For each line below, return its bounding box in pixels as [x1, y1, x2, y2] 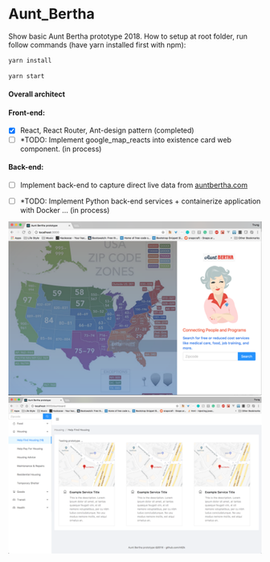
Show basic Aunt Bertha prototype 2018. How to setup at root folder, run [8, 31, 247, 41]
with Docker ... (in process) [19, 205, 110, 215]
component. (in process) [19, 144, 102, 154]
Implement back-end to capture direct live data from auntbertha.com [19, 180, 247, 190]
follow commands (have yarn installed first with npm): [8, 39, 186, 49]
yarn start [8, 72, 45, 80]
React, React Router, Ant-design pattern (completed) [19, 125, 194, 135]
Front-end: [8, 108, 46, 117]
